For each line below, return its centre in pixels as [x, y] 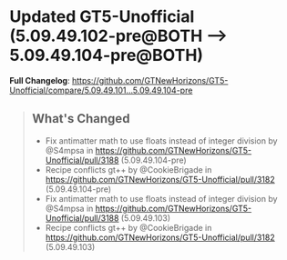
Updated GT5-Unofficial [102, 17]
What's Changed [81, 119]
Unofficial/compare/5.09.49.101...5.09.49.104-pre [101, 90]
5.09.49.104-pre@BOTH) [106, 55]
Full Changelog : [40, 80]
